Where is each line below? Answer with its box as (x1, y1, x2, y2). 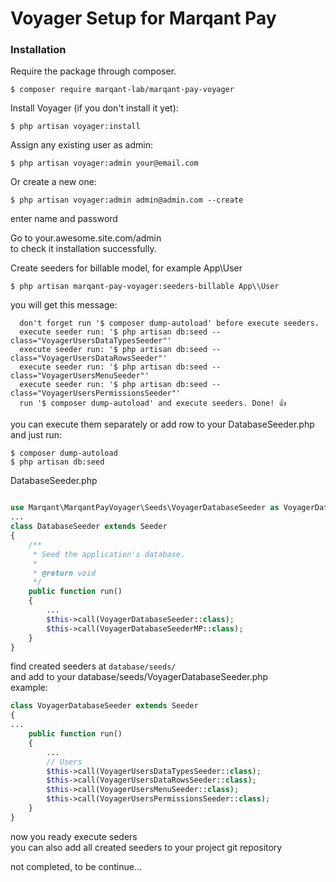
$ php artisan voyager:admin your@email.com (10, 158, 199, 169)
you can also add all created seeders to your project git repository (10, 841, 283, 853)
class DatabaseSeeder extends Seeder (10, 522, 168, 532)
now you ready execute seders (10, 830, 138, 842)
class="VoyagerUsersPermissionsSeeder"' (10, 388, 182, 399)
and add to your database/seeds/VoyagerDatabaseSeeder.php (10, 671, 269, 683)
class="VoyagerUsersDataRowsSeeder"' (10, 353, 168, 364)
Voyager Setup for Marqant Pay (10, 7, 277, 30)
